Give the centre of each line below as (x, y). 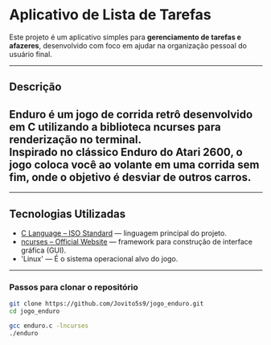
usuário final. (31, 54)
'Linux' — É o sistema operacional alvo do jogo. (99, 258)
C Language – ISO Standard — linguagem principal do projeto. (124, 233)
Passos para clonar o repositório (74, 287)
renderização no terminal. (75, 140)
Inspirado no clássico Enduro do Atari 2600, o (126, 152)
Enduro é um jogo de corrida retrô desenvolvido (131, 114)
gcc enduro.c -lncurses (49, 326)
